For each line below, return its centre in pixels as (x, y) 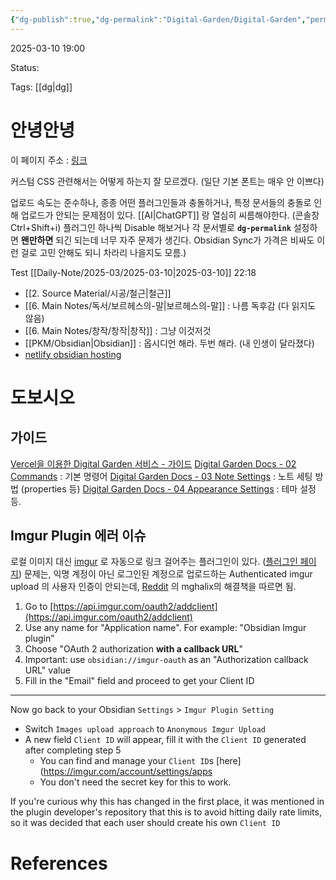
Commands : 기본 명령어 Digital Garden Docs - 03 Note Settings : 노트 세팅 (161, 476)
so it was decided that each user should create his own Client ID (145, 823)
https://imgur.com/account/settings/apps (128, 772)
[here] (229, 761)
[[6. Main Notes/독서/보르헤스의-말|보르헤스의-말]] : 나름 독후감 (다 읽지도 (170, 305)
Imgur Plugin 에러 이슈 (78, 535)
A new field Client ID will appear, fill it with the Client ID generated (165, 740)
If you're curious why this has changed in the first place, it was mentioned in (167, 802)
